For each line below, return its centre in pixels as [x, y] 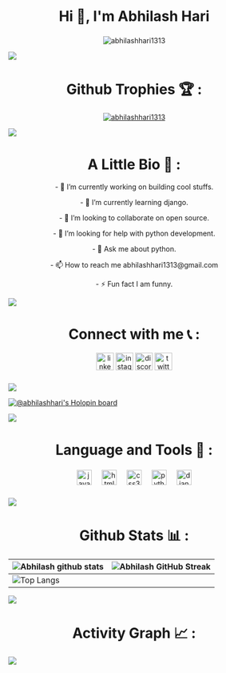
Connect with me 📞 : [134, 334]
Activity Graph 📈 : [134, 633]
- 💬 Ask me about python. [134, 248]
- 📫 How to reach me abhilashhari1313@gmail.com [134, 264]
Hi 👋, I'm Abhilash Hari [134, 16]
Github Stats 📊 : [134, 536]
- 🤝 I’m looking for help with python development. [134, 233]
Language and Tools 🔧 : [134, 450]
